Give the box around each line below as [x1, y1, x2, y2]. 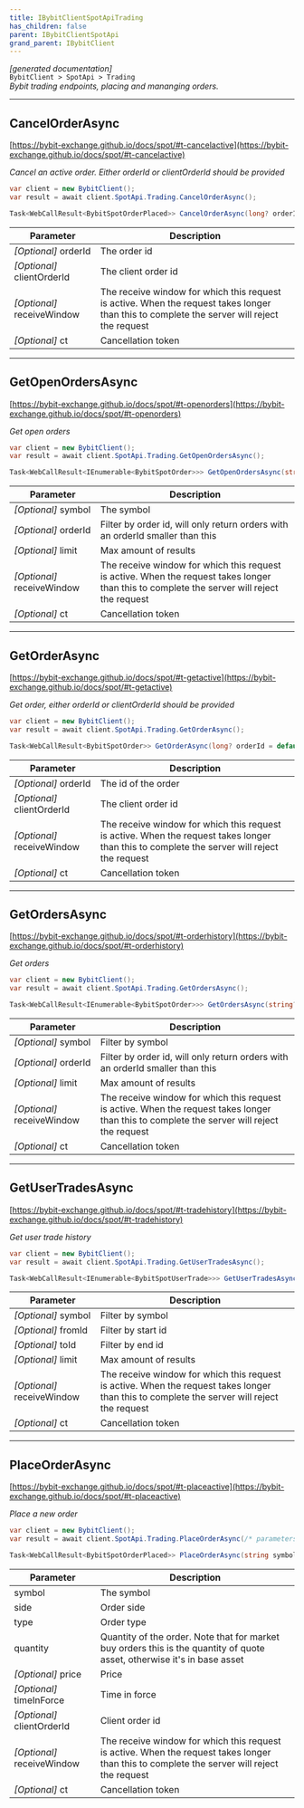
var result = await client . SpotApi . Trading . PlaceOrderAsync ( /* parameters [9, 1535, 298, 1544]
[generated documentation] [9, 63, 113, 74]
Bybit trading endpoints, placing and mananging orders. [9, 81, 219, 91]
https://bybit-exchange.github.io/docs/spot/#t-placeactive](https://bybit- [12, 1481, 285, 1492]
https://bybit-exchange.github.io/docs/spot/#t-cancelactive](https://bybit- [12, 139, 290, 150]
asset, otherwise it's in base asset [100, 1653, 244, 1666]
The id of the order [100, 777, 180, 789]
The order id [100, 244, 153, 257]
